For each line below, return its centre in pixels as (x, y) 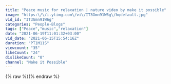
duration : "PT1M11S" (27, 43)
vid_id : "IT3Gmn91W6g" (30, 19)
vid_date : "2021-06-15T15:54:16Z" (42, 39)
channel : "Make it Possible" (36, 62)
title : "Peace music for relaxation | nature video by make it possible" (86, 10)
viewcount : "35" (23, 48)
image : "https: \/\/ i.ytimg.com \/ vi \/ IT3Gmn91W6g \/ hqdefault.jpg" (77, 15)
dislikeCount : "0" (25, 57)
